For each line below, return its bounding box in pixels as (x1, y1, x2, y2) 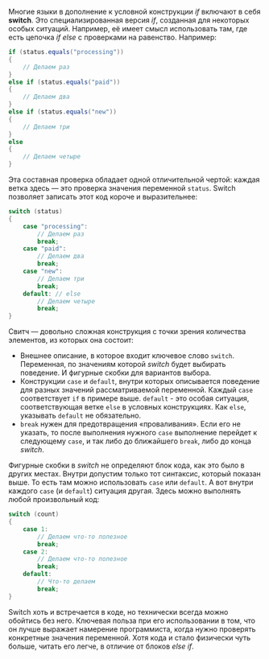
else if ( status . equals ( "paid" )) (8, 78, 121, 86)
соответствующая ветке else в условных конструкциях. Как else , (19, 402, 246, 412)
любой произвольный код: (8, 495, 100, 505)
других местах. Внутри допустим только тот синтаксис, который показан (8, 469, 262, 479)
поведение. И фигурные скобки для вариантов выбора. (19, 368, 212, 377)
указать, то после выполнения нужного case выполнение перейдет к (19, 428, 258, 438)
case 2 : (23, 547, 48, 556)
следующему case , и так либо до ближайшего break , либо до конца (19, 436, 252, 446)
